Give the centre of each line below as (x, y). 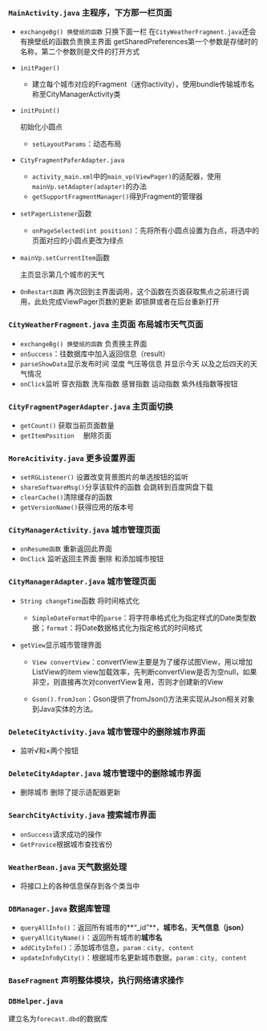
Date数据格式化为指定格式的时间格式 (142, 628)
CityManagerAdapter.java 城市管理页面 (82, 581)
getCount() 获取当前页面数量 (67, 425)
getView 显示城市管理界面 (61, 645)
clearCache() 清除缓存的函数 (66, 497)
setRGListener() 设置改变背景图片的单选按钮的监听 (104, 477)
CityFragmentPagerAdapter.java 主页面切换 (91, 406)
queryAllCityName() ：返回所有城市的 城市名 (91, 938)
